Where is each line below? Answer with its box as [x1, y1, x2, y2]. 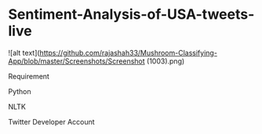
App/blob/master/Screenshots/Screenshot [8, 56, 145, 66]
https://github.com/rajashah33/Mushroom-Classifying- [39, 48, 218, 57]
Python [8, 86, 31, 96]
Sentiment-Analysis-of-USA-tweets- [8, 5, 255, 24]
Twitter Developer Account [8, 117, 96, 126]
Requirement [8, 71, 49, 81]
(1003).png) [146, 56, 185, 66]
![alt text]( [8, 48, 41, 57]
